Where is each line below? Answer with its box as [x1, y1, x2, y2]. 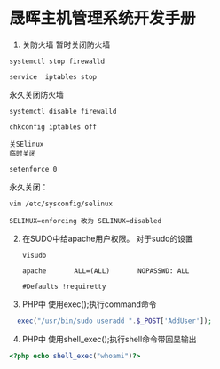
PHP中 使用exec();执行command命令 [21, 299, 157, 309]
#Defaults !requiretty [21, 282, 106, 291]
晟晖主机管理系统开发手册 [9, 8, 197, 28]
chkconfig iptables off [9, 122, 98, 132]
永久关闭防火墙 [9, 89, 64, 100]
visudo [21, 251, 47, 260]
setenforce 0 [9, 164, 58, 173]
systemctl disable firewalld [9, 107, 117, 116]
